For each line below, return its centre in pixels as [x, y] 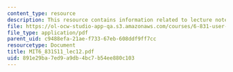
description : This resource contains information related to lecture [110, 20]
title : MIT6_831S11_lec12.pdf [51, 52]
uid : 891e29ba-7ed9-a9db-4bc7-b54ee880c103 [71, 58]
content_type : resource [42, 13]
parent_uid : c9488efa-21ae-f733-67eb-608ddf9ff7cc [82, 39]
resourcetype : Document [42, 45]
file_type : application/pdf [48, 33]
